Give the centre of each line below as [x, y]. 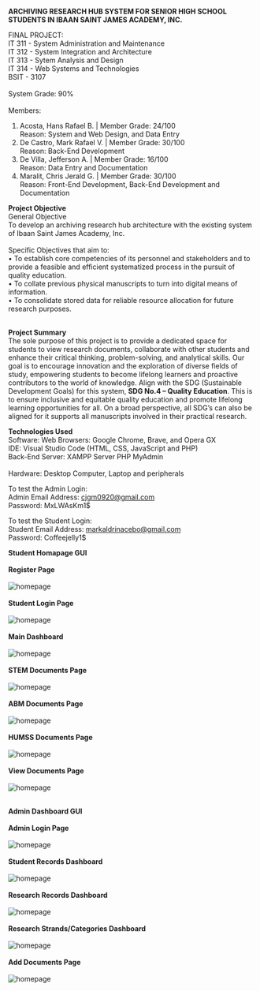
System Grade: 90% [41, 93]
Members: [25, 110]
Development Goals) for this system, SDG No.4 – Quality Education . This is [130, 391]
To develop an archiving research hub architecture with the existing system [130, 225]
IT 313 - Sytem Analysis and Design [66, 60]
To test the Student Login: [50, 521]
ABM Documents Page [46, 704]
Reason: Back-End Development [72, 151]
